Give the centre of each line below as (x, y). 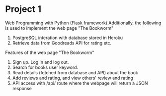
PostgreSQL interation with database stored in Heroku (68, 38)
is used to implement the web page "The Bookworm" (59, 28)
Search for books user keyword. (45, 67)
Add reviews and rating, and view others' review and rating (73, 78)
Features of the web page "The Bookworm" (50, 52)
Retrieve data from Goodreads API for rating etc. (62, 43)
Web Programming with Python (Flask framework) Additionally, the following (83, 23)
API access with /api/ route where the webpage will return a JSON (80, 83)
